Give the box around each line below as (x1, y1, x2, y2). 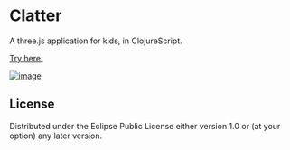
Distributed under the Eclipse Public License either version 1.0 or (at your (9, 120, 281, 131)
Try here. (9, 52, 43, 63)
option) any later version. (9, 130, 102, 141)
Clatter (9, 5, 62, 26)
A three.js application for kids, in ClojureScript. (9, 35, 182, 46)
